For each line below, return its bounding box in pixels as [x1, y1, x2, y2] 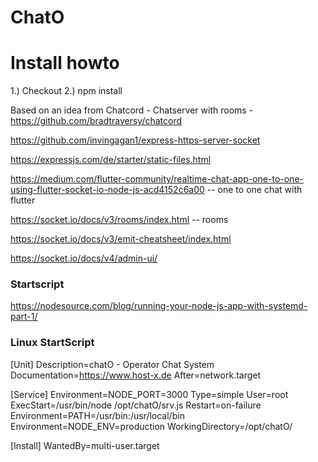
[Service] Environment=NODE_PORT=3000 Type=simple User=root [10, 388, 289, 400]
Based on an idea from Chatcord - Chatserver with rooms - [10, 104, 254, 116]
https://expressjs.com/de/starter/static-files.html [10, 154, 212, 166]
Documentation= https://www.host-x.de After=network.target [10, 369, 262, 381]
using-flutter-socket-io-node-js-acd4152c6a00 [10, 184, 205, 196]
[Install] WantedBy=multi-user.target [10, 439, 160, 451]
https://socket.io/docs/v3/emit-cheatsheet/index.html [10, 233, 232, 245]
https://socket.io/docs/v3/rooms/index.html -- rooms [10, 214, 229, 226]
